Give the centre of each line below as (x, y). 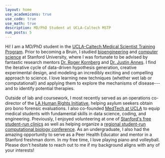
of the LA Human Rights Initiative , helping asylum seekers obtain (87, 103)
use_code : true (21, 19)
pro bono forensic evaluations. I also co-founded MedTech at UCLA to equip (82, 108)
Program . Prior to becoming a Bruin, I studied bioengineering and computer (82, 52)
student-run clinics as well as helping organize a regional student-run (76, 124)
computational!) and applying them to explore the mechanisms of (71, 83)
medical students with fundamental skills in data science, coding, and (76, 113)
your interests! (20, 150)
